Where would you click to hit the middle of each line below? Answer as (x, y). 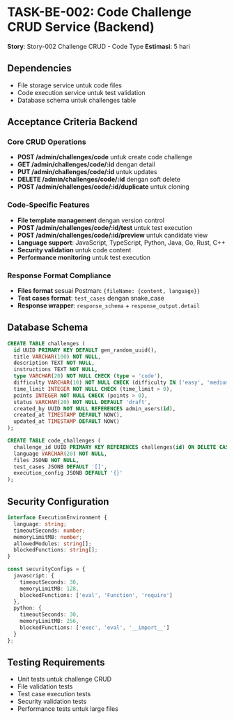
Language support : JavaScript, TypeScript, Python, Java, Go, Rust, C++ (122, 243)
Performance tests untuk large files (68, 709)
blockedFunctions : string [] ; (56, 550)
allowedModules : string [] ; (53, 543)
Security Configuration (58, 502)
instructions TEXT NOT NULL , (56, 370)
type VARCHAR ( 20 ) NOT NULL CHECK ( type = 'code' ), (88, 376)
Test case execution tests (54, 694)
